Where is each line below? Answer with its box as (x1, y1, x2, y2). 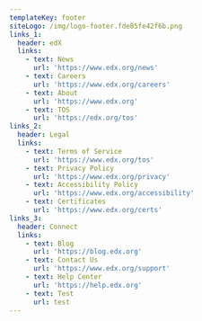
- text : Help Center (25, 272, 102, 281)
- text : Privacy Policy (25, 164, 115, 173)
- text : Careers (25, 72, 87, 81)
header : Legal (17, 130, 70, 139)
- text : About (25, 88, 78, 97)
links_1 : (9, 30, 42, 39)
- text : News (25, 55, 75, 64)
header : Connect (17, 222, 78, 231)
